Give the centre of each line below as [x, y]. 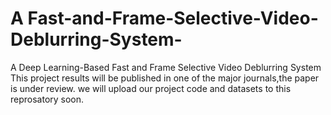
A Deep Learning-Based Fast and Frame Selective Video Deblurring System [166, 67]
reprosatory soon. [47, 99]
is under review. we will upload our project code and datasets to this [151, 88]
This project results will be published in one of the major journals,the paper [165, 78]
